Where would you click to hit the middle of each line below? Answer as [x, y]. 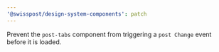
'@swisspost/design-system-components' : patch [77, 14]
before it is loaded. [34, 42]
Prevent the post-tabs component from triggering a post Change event [109, 34]
